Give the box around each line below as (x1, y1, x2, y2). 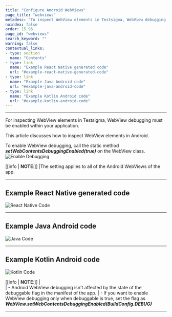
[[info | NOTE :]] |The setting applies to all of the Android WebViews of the (5, 163, 160, 170)
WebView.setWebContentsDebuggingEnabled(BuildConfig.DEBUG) (5, 301, 153, 307)
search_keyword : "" (5, 36, 47, 42)
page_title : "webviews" (5, 12, 56, 17)
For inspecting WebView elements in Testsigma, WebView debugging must (5, 117, 163, 123)
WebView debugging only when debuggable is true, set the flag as (5, 295, 146, 301)
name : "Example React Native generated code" (10, 65, 109, 70)
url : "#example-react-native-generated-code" (10, 70, 109, 75)
